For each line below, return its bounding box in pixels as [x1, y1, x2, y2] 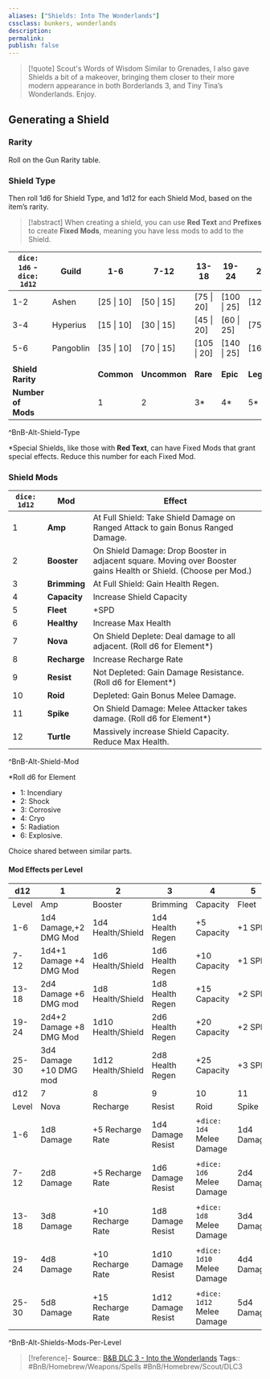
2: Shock [19, 797, 50, 806]
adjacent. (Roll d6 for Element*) [92, 641, 214, 652]
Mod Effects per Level [8, 865, 83, 874]
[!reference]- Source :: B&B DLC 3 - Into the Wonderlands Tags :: [27, 1352, 240, 1363]
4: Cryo [19, 814, 46, 823]
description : [8, 27, 52, 35]
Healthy [47, 618, 79, 629]
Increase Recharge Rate [92, 654, 183, 665]
